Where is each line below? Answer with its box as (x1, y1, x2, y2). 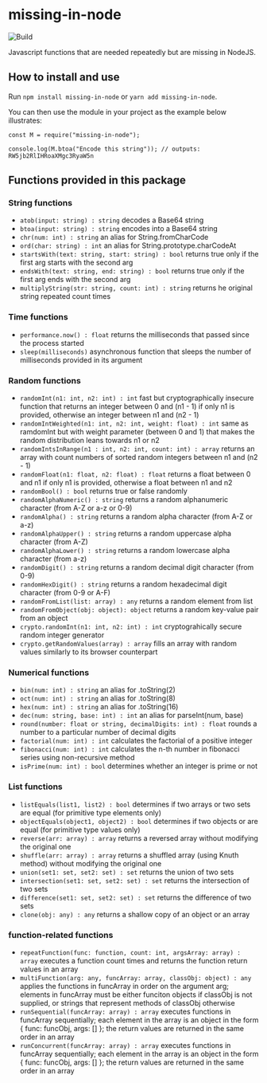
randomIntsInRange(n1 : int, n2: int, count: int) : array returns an (19, 444, 255, 453)
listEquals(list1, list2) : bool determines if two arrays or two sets (19, 799, 251, 809)
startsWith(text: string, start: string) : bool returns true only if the (19, 249, 259, 259)
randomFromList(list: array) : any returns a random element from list (19, 596, 253, 606)
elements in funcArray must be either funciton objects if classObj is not (19, 990, 253, 999)
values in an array (19, 964, 79, 974)
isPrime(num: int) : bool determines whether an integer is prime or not (19, 761, 258, 771)
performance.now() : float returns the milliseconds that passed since (19, 329, 250, 339)
